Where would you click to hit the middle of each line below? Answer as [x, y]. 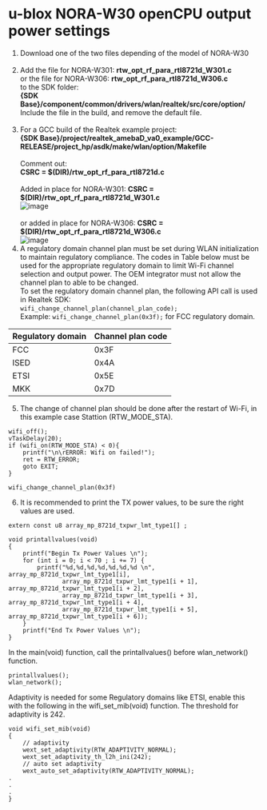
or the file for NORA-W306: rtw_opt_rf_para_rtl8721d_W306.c [124, 78]
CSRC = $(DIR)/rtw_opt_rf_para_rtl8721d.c [92, 172]
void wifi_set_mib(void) [50, 728]
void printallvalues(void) [53, 539]
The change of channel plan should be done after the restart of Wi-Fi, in [138, 408]
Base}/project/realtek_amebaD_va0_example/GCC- [127, 138]
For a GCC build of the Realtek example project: [98, 130]
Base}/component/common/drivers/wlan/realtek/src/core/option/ [133, 104]
